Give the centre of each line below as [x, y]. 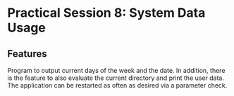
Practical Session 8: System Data [106, 13]
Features [27, 54]
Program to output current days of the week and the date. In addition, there [116, 70]
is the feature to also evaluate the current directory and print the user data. [116, 78]
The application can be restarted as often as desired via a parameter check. [117, 85]
